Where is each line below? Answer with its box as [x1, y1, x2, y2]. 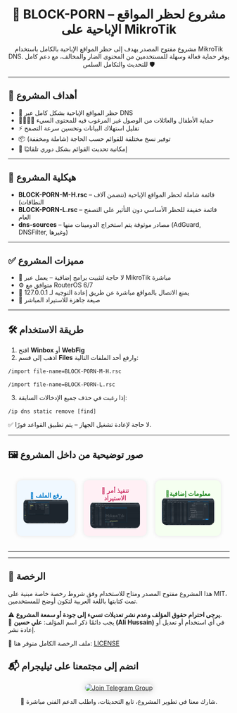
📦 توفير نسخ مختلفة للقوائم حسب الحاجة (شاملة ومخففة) [18, 134, 171, 143]
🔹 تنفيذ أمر [101, 486, 129, 495]
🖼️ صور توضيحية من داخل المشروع [8, 449, 143, 461]
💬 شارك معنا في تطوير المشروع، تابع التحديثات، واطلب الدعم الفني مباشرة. [20, 697, 217, 706]
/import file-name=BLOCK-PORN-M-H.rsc [8, 368, 122, 376]
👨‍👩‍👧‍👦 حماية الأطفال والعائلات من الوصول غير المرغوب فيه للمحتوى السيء [18, 116, 214, 124]
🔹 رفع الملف [30, 491, 63, 500]
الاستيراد [103, 494, 127, 502]
